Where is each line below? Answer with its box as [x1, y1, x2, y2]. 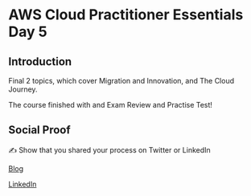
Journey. [8, 84, 38, 94]
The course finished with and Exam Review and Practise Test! [8, 100, 213, 109]
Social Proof [8, 123, 71, 137]
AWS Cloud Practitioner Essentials [8, 6, 244, 24]
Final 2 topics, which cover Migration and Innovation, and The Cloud [8, 76, 235, 85]
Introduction [8, 55, 72, 68]
